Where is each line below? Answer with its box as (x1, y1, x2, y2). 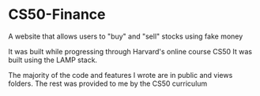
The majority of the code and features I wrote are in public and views (8, 70, 233, 79)
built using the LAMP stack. (8, 55, 97, 65)
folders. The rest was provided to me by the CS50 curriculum (8, 79, 208, 88)
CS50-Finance (8, 6, 106, 24)
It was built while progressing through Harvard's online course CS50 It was (8, 46, 253, 56)
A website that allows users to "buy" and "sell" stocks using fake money (8, 31, 243, 41)
